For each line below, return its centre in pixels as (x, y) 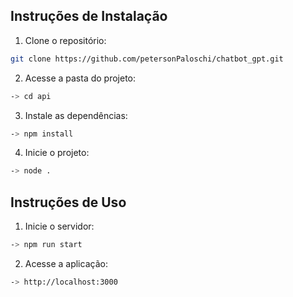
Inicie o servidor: (59, 226)
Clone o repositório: (65, 40)
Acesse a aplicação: (66, 263)
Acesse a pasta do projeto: (80, 78)
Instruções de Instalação (89, 16)
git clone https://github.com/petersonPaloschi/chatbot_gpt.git (147, 59)
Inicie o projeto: (57, 153)
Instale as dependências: (76, 115)
